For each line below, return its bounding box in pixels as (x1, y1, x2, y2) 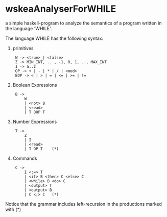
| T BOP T (24, 109, 45, 115)
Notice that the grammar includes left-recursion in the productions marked (5, 201, 162, 207)
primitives (12, 45, 34, 51)
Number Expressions (12, 118, 57, 125)
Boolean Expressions (12, 82, 57, 88)
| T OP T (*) (24, 146, 59, 151)
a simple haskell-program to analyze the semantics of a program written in (5, 20, 162, 26)
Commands (12, 155, 37, 161)
